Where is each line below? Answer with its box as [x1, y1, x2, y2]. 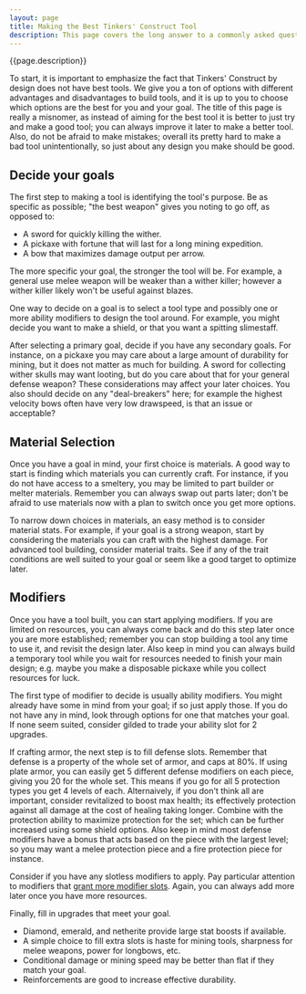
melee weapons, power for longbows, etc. [22, 945, 181, 956]
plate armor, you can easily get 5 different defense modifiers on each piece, [9, 766, 294, 777]
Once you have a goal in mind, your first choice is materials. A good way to [9, 458, 291, 469]
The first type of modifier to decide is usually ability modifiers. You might [9, 690, 282, 701]
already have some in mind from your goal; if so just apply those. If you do [9, 699, 289, 710]
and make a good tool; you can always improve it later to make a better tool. [9, 121, 294, 132]
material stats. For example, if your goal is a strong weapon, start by [9, 525, 265, 535]
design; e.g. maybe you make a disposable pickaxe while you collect [9, 663, 267, 674]
